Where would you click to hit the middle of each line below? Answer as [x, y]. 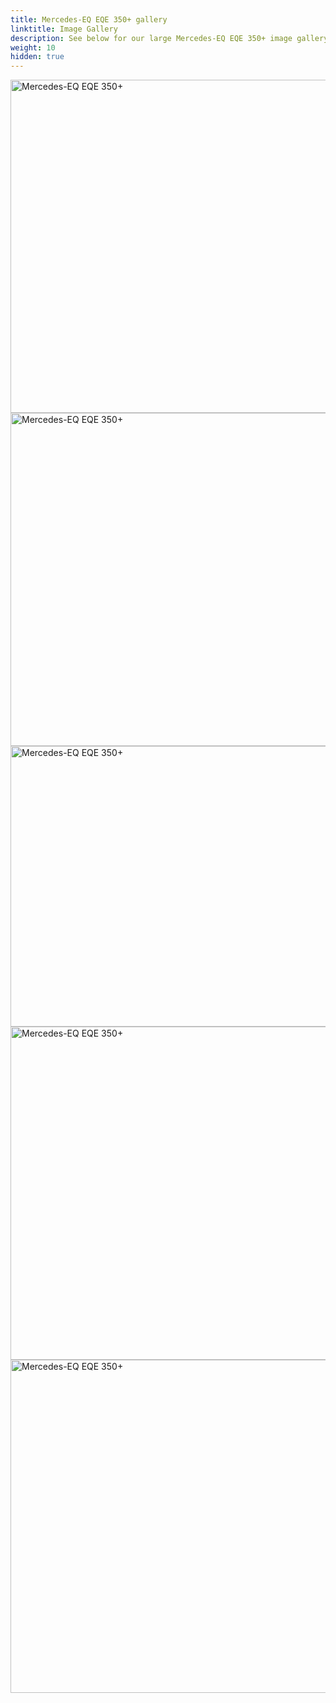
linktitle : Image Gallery [64, 29]
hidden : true [37, 57]
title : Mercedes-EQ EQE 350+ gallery [89, 19]
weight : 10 [33, 47]
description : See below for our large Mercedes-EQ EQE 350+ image [151, 38]
